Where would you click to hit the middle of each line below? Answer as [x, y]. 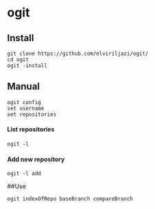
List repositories [31, 130]
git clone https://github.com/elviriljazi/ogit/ [78, 53]
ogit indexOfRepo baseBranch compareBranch [70, 199]
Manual [23, 87]
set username [26, 108]
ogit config [24, 102]
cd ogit [18, 60]
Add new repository [36, 159]
